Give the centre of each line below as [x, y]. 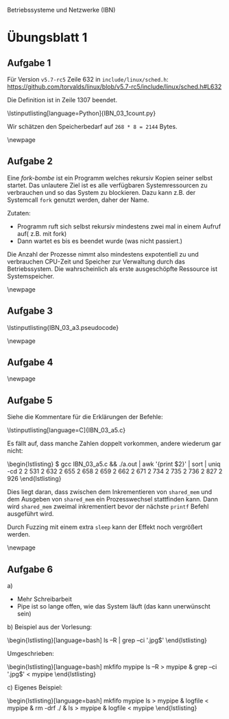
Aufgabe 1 [29, 63]
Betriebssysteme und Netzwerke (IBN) [61, 10]
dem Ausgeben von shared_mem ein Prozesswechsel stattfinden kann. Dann [112, 499]
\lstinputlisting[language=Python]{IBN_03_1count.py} [82, 113]
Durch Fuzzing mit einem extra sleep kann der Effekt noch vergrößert [105, 527]
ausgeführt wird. [31, 514]
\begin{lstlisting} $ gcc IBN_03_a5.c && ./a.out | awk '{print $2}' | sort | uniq [114, 464]
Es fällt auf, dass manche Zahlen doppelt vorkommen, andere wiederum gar [114, 444]
